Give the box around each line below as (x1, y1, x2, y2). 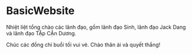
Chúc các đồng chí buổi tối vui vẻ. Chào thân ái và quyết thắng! (6, 41, 161, 48)
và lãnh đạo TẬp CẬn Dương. (6, 29, 77, 36)
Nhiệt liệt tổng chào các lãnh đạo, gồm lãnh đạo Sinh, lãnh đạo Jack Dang (6, 23, 186, 31)
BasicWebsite (6, 4, 75, 18)
